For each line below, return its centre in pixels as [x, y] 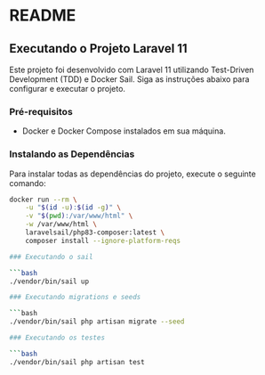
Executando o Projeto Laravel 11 [99, 49]
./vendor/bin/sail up [49, 281]
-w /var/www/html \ [61, 224]
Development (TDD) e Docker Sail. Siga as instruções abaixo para [129, 79]
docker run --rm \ [43, 200]
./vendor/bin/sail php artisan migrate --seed [97, 322]
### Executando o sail [51, 257]
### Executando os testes [57, 338]
